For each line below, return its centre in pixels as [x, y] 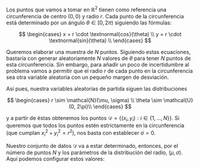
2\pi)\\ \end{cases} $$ [104, 106]
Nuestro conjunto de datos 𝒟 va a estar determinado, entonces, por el [92, 145]
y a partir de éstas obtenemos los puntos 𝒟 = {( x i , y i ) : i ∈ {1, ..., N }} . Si [93, 118]
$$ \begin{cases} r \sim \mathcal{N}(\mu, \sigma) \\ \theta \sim [84, 100]
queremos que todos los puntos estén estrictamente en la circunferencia [95, 126]
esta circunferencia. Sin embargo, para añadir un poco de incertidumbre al [98, 64]
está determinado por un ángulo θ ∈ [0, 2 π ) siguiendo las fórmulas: [89, 23]
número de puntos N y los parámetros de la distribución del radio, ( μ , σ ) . [94, 152]
